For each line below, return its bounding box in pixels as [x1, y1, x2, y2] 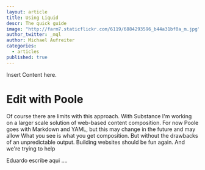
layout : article [6, 9, 48, 15]
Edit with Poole [6, 92, 84, 106]
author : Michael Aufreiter [6, 37, 75, 43]
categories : [6, 43, 37, 49]
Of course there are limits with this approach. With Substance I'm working [6, 112, 192, 119]
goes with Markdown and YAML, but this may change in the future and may [6, 126, 196, 133]
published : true [6, 54, 48, 60]
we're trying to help [6, 144, 56, 152]
